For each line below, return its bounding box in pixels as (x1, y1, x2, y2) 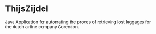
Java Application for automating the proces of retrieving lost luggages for (5, 19, 151, 25)
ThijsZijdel (5, 3, 48, 14)
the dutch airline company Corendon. (5, 24, 79, 29)
